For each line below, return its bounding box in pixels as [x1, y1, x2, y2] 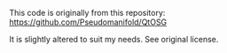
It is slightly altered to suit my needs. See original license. [9, 34, 219, 44]
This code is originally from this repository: [9, 8, 166, 18]
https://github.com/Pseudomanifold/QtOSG [9, 17, 168, 27]
